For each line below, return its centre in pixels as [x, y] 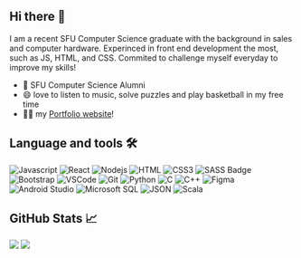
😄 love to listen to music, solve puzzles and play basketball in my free [153, 94]
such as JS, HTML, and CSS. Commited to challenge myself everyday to [144, 57]
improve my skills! [43, 67]
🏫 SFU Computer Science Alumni [84, 85]
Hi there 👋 [38, 17]
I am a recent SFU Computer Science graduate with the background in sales [151, 38]
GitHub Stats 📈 [53, 219]
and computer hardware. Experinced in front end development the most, [144, 48]
